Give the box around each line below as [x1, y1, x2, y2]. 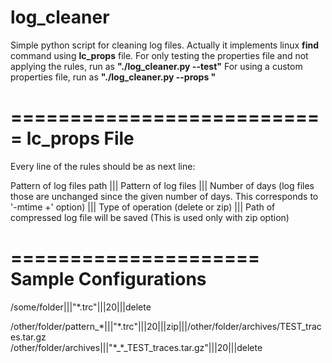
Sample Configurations [10, 268, 207, 291]
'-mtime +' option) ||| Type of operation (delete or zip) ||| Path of [10, 201, 276, 213]
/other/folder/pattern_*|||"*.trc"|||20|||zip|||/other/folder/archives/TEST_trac [10, 320, 322, 332]
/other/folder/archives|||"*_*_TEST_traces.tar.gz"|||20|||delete [10, 341, 263, 353]
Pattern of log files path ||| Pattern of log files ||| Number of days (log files [10, 179, 315, 191]
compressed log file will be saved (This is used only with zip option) [10, 211, 290, 223]
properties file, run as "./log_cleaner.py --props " [10, 71, 217, 83]
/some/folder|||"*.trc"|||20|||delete [10, 301, 152, 313]
